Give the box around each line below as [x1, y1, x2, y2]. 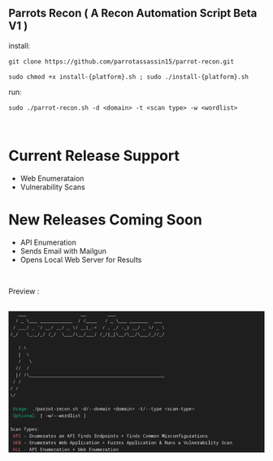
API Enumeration [19, 237, 77, 247]
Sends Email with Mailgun [19, 246, 107, 255]
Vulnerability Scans [19, 182, 85, 192]
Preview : [8, 286, 40, 296]
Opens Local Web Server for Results [19, 254, 142, 264]
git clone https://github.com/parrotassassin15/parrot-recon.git [8, 57, 234, 66]
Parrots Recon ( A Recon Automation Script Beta [8, 7, 258, 20]
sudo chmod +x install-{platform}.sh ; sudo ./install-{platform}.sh [8, 72, 249, 80]
